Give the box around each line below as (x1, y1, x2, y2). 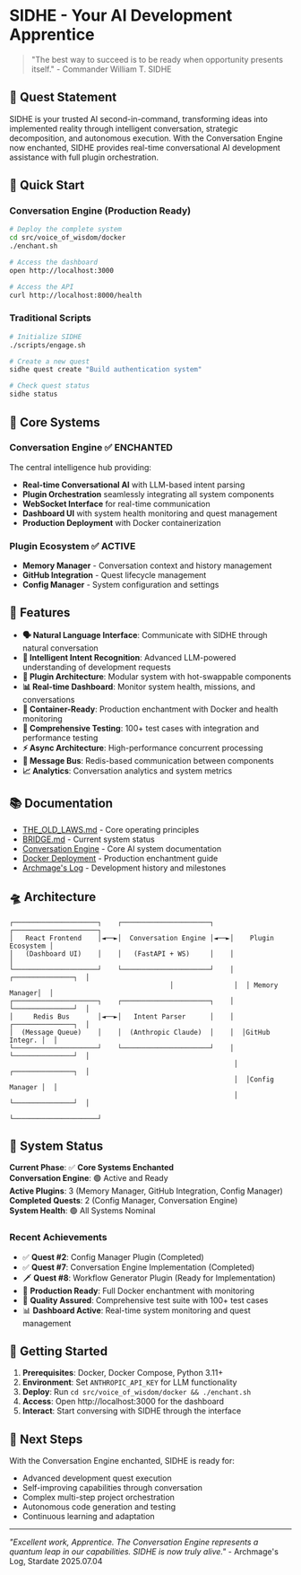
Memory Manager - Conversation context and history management (21, 560, 272, 571)
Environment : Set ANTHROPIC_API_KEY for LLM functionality (21, 1377, 237, 1387)
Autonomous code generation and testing (21, 1501, 176, 1512)
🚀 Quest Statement (9, 90, 117, 105)
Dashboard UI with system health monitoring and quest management (21, 508, 278, 519)
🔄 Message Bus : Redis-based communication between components (21, 755, 275, 766)
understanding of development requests (21, 661, 172, 672)
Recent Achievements (9, 1231, 107, 1244)
